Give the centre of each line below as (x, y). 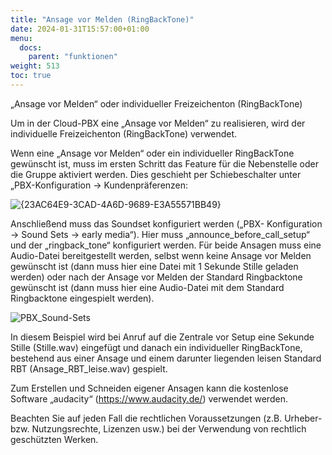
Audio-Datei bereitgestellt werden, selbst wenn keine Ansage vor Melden (161, 255)
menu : (21, 38)
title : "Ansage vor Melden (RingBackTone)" (102, 19)
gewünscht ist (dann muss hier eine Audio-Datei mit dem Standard (147, 287)
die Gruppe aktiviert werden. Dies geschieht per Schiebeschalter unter (156, 174)
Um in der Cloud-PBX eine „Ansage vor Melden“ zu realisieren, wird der (158, 123)
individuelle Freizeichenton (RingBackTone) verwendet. (124, 133)
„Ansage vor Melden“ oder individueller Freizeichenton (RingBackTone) (156, 103)
